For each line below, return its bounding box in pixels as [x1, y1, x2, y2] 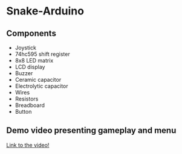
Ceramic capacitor [15, 76, 62, 83]
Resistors [15, 95, 39, 102]
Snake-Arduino [6, 4, 85, 18]
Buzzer [15, 70, 33, 76]
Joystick [15, 44, 36, 51]
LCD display [15, 63, 45, 70]
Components [6, 28, 56, 38]
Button [15, 108, 32, 115]
